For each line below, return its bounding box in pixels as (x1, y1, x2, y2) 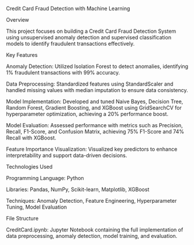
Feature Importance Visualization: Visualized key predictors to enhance (6, 146, 178, 152)
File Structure (6, 215, 39, 222)
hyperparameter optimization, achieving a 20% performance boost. (6, 111, 168, 117)
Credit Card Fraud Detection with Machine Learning (6, 5, 130, 12)
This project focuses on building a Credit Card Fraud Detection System (6, 28, 176, 35)
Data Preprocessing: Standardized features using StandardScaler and (6, 80, 174, 87)
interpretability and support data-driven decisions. (6, 152, 127, 159)
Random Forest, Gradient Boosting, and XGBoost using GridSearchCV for (6, 104, 182, 111)
